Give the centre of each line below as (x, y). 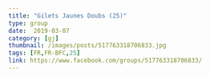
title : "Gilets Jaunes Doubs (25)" (68, 16)
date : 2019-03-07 (39, 30)
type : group (28, 23)
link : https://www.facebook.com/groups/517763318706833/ (105, 61)
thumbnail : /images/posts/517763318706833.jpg (87, 46)
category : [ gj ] (34, 38)
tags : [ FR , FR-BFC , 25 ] (44, 53)
